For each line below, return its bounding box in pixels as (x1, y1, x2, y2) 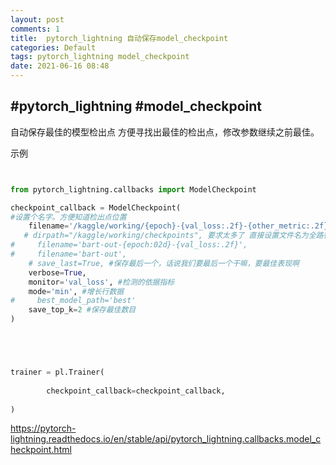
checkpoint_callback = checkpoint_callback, (46, 386, 226, 396)
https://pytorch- (10, 422, 77, 435)
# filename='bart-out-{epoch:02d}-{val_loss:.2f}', (10, 240, 248, 250)
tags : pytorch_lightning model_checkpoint (10, 52, 190, 62)
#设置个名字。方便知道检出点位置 (10, 212, 127, 222)
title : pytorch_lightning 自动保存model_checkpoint (10, 33, 229, 43)
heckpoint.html (10, 444, 72, 456)
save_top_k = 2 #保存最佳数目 (28, 305, 137, 315)
